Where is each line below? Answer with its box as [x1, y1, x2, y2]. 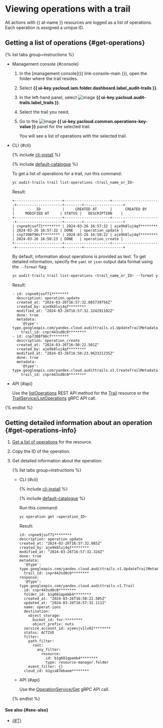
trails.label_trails [19, 100, 54, 105]
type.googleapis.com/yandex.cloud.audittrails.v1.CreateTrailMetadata [12, 368, 158, 372]
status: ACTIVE [23, 630, 55, 635]
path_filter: [28, 639, 55, 644]
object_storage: [28, 613, 61, 618]
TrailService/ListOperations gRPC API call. [12, 395, 97, 401]
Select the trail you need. [19, 109, 69, 115]
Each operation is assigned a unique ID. [5, 24, 84, 30]
